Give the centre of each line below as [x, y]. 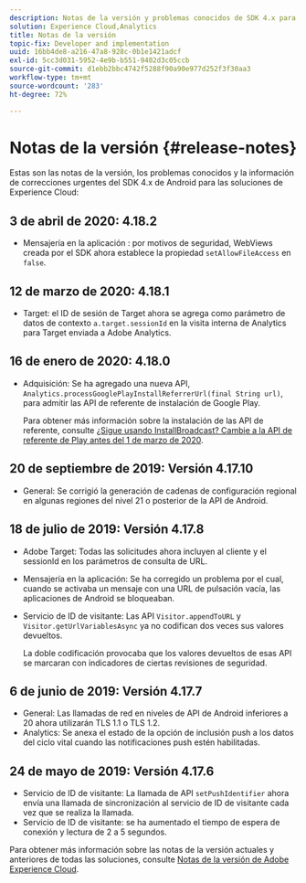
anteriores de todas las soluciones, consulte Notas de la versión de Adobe [149, 859]
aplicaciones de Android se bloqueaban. [99, 598]
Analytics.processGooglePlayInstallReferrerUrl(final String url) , [153, 393]
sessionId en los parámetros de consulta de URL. [115, 561]
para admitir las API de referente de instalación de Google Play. [142, 402]
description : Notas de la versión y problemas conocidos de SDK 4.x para [153, 18]
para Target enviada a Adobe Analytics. [97, 333]
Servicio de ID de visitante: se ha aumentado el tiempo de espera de [151, 823]
